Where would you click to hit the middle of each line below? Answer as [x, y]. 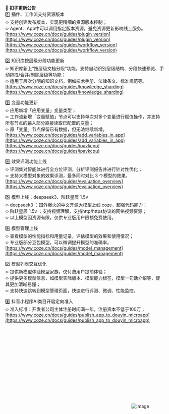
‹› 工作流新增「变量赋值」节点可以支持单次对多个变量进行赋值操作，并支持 [83, 116]
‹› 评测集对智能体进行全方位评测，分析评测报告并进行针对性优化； [74, 169]
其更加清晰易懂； [23, 284]
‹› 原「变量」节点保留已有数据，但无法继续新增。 [56, 129]
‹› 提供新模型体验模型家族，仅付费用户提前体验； [56, 272]
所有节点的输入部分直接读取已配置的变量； [49, 123]
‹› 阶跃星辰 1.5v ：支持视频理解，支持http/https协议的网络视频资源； [76, 211]
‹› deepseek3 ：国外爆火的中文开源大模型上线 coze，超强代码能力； [76, 205]
